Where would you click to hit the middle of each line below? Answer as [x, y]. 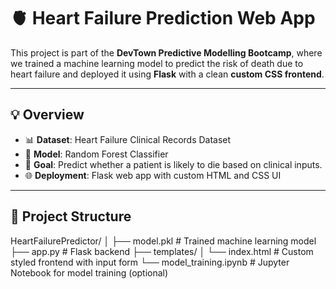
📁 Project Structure [71, 216]
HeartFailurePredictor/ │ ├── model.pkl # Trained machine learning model [163, 241]
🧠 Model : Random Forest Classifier [96, 154]
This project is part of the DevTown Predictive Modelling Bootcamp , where [166, 52]
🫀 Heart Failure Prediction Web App [163, 18]
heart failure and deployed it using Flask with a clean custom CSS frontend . [167, 74]
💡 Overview [47, 115]
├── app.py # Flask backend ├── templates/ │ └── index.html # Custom [162, 251]
